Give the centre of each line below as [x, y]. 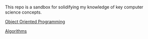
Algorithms [16, 31]
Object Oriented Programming [35, 22]
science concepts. [24, 12]
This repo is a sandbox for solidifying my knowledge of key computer [74, 7]
